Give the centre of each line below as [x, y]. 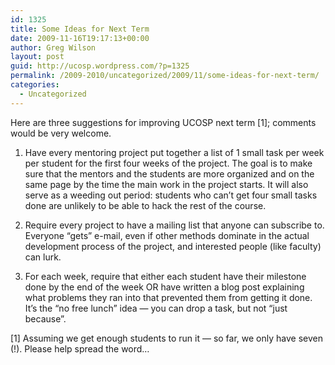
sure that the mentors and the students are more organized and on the [169, 173]
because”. [45, 318]
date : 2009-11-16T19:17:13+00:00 [80, 38]
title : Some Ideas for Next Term [80, 29]
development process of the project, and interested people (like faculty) [173, 246]
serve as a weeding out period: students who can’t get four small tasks [171, 195]
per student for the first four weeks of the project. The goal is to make [168, 163]
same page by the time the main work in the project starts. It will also [166, 184]
